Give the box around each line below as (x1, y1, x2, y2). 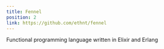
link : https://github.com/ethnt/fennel (6, 20, 107, 26)
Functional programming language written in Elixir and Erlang (6, 36, 159, 44)
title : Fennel (6, 8, 42, 15)
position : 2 (6, 14, 36, 20)
